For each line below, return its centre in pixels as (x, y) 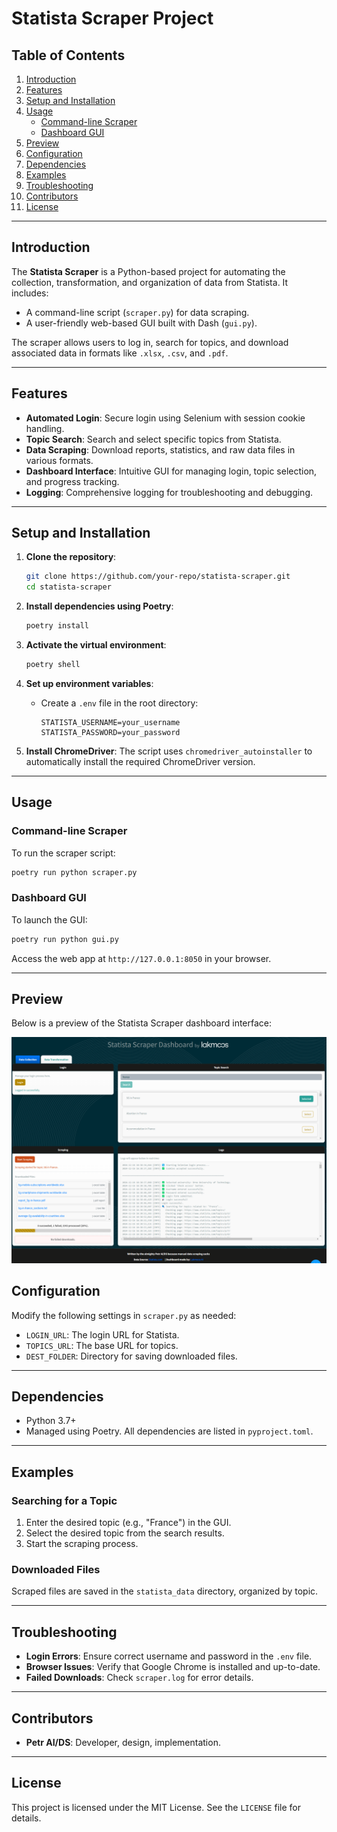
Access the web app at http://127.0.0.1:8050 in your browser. (141, 958)
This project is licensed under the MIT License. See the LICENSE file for (156, 1807)
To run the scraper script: (63, 853)
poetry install (57, 626)
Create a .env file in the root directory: (119, 703)
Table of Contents (68, 55)
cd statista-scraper (68, 587)
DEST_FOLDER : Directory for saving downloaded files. (131, 1356)
